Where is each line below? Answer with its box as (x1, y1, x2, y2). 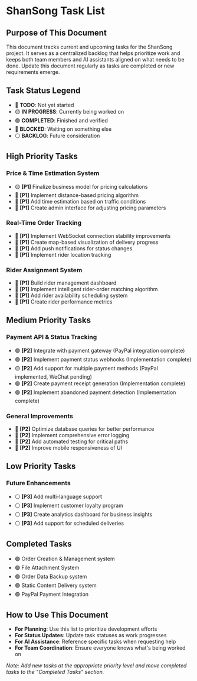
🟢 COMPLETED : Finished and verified (14, 117, 108, 124)
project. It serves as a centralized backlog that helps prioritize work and (6, 50, 180, 57)
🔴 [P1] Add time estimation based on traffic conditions (14, 198, 146, 205)
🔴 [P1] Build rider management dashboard (14, 279, 117, 286)
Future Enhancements (6, 479, 71, 488)
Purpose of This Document (6, 28, 107, 38)
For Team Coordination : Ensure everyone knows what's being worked (14, 644, 186, 651)
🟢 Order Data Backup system (14, 573, 87, 580)
